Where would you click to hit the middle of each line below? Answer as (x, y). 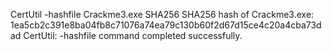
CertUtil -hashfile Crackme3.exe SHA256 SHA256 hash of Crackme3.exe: (162, 14)
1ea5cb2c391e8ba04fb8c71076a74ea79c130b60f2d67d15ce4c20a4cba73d (166, 25)
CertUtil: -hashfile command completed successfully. (133, 35)
